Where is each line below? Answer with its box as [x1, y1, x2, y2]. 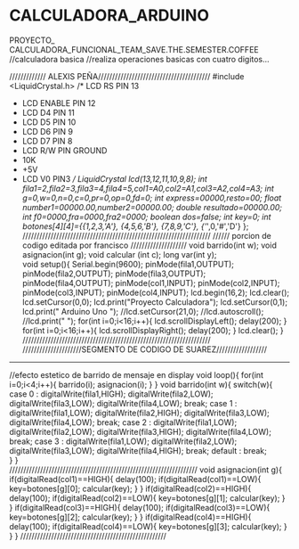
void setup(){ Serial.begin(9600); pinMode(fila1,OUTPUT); [21, 258, 234, 269]
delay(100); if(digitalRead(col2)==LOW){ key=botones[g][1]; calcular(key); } [9, 492, 287, 504]
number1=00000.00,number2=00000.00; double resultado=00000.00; [21, 201, 283, 212]
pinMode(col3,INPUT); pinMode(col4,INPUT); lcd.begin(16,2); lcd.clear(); [21, 287, 290, 298]
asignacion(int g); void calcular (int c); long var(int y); [21, 249, 217, 259]
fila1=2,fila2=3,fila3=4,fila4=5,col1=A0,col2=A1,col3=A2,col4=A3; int [21, 183, 274, 193]
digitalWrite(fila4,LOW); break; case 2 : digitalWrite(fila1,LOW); [9, 416, 238, 428]
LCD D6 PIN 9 [21, 126, 74, 136]
